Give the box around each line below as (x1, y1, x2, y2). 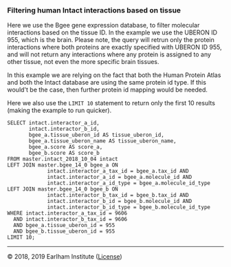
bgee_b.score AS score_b (28, 150, 100, 157)
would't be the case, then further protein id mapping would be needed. (7, 85, 208, 94)
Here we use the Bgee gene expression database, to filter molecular (7, 21, 200, 30)
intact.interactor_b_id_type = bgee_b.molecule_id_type (47, 204, 211, 211)
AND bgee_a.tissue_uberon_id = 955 (13, 222, 115, 229)
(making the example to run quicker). (7, 106, 112, 115)
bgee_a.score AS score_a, (28, 144, 103, 151)
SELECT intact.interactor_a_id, (7, 120, 100, 127)
